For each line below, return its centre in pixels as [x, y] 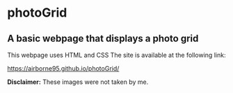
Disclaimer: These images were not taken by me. [78, 82]
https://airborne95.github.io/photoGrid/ [63, 68]
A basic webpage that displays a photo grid [103, 39]
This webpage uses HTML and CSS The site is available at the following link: [116, 55]
